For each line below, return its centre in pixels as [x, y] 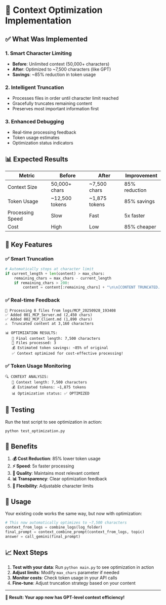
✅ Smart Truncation [29, 259]
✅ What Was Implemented [46, 39]
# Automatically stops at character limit [49, 269]
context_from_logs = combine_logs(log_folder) [54, 528]
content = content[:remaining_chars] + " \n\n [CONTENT [79, 288]
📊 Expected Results [37, 159]
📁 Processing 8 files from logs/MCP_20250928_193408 [61, 310]
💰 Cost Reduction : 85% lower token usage [56, 458]
